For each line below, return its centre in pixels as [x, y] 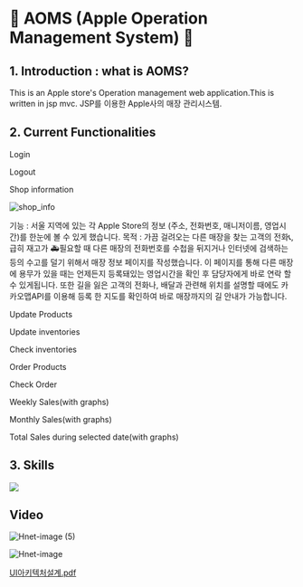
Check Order [33, 384]
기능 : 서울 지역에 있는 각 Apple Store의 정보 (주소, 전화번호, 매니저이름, [136, 225]
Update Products [41, 314]
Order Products [38, 366]
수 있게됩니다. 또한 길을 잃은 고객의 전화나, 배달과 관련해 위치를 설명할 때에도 [144, 285]
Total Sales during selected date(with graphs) [94, 437]
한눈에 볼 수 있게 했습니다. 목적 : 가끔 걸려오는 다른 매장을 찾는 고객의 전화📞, [161, 237]
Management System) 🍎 [102, 38]
